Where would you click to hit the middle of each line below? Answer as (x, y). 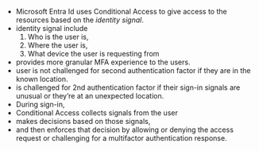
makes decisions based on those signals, (83, 121)
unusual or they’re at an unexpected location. (90, 96)
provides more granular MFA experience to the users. (103, 62)
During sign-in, (40, 104)
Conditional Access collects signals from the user (97, 113)
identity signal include (52, 28)
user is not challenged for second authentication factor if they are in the (133, 70)
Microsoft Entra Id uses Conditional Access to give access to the (122, 12)
